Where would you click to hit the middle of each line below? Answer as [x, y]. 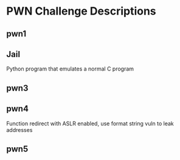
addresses [19, 130]
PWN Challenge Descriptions [81, 11]
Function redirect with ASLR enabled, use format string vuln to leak [90, 123]
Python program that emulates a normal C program [70, 69]
